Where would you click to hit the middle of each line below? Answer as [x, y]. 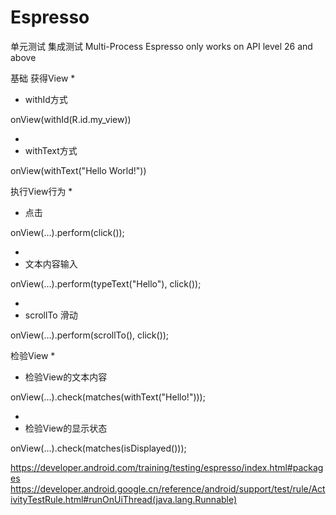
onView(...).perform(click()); [67, 232]
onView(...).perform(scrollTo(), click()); [90, 335]
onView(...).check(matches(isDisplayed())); [98, 448]
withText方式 [51, 150]
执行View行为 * [41, 191]
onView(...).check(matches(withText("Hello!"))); [108, 397]
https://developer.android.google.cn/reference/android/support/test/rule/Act [168, 488]
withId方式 [46, 99]
